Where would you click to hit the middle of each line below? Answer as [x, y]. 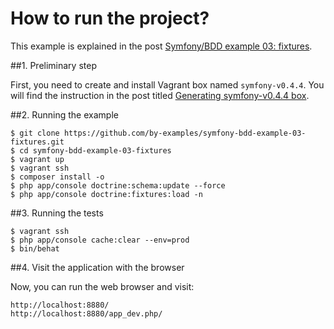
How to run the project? [110, 18]
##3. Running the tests [57, 213]
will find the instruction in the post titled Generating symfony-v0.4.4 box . [160, 95]
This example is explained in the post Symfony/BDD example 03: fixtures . [161, 46]
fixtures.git [37, 142]
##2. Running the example [64, 114]
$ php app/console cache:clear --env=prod [100, 240]
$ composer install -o [57, 177]
